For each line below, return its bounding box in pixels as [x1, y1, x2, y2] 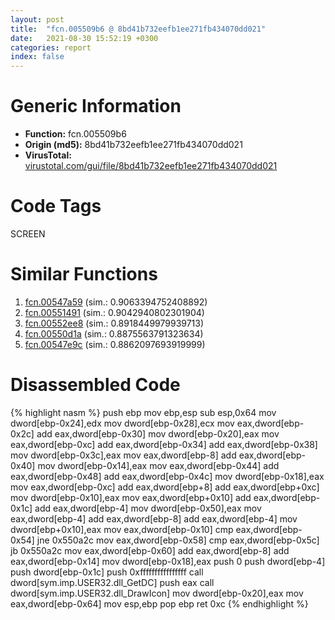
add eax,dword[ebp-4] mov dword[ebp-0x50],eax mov [34, 502, 262, 514]
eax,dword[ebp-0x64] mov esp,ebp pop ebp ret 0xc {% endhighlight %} [10, 597, 309, 610]
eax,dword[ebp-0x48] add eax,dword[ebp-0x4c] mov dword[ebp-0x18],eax [10, 470, 325, 482]
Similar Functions [10, 263, 158, 286]
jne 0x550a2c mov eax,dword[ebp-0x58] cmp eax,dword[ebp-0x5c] [36, 534, 320, 546]
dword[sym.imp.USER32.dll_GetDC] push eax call [10, 576, 215, 588]
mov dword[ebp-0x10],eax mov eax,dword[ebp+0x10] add [10, 491, 252, 503]
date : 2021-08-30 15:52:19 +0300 [10, 33, 159, 43]
